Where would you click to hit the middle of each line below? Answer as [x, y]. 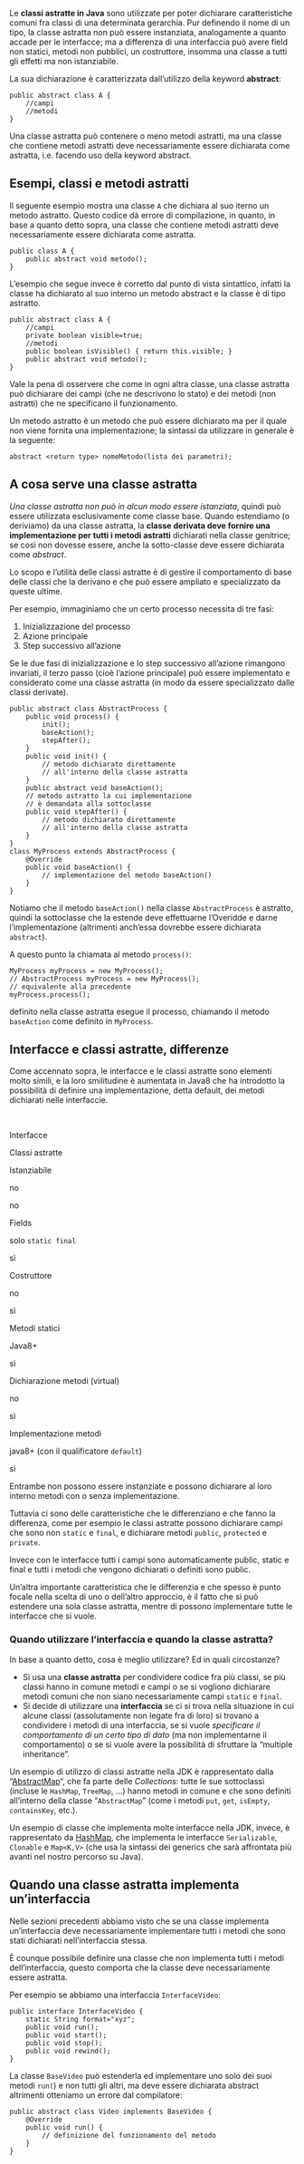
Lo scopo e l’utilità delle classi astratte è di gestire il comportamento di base [151, 572]
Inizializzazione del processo [76, 626]
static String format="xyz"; [81, 2019]
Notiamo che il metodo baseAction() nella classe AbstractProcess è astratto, [152, 908]
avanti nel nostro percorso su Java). [76, 1856]
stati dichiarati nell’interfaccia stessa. [78, 1940]
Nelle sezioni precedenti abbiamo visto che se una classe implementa [139, 1921]
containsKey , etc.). [44, 1810]
